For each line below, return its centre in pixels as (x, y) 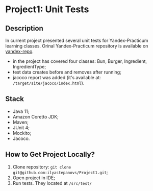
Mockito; (22, 133)
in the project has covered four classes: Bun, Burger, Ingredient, (80, 61)
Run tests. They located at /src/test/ (52, 183)
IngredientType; (29, 67)
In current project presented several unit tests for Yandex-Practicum (77, 40)
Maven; (21, 122)
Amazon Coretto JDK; (35, 116)
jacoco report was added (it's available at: (57, 77)
